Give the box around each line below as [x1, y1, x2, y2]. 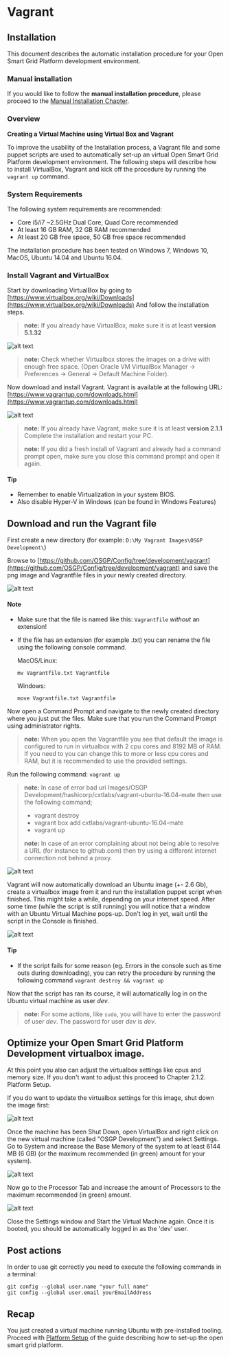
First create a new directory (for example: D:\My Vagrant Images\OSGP [7, 536, 203, 544]
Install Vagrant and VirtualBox [7, 271, 109, 280]
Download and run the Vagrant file [7, 518, 157, 529]
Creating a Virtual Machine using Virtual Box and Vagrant [7, 130, 174, 138]
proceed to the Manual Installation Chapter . [7, 97, 129, 105]
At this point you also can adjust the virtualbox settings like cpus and [7, 1066, 201, 1075]
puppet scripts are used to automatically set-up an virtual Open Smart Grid [7, 150, 218, 159]
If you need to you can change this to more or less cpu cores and [23, 750, 209, 758]
